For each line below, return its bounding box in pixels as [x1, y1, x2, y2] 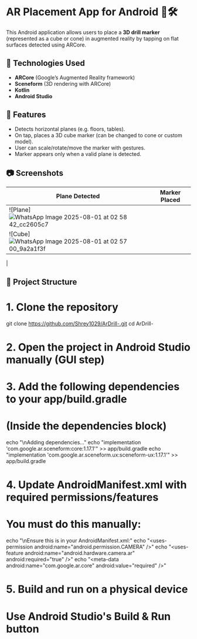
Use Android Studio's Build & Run [6, 610, 171, 623]
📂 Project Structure [6, 277, 77, 287]
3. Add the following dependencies [6, 380, 180, 394]
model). [14, 138, 33, 145]
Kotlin [14, 86, 30, 94]
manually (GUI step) [6, 353, 105, 366]
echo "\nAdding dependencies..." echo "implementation [6, 439, 141, 446]
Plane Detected [56, 192, 100, 201]
